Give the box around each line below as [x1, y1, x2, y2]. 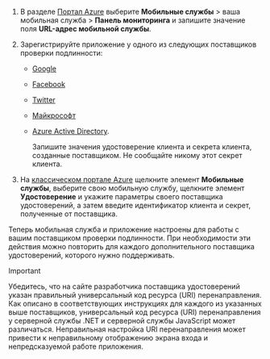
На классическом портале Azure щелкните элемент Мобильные [19, 175, 244, 184]
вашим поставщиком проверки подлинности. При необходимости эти [8, 233, 251, 243]
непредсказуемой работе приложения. [8, 342, 143, 351]
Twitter [31, 95, 56, 104]
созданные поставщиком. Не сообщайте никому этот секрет [31, 151, 243, 160]
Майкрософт [31, 111, 77, 120]
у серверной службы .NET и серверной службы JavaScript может [8, 316, 236, 325]
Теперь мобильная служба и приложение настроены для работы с [8, 225, 239, 234]
